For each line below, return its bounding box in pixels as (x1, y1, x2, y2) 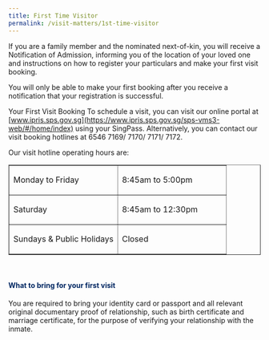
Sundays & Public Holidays (13, 233, 114, 245)
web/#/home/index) (8, 123, 74, 133)
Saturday (13, 204, 48, 215)
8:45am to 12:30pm (121, 204, 199, 215)
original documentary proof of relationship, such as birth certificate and (8, 306, 244, 317)
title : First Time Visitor (8, 11, 98, 20)
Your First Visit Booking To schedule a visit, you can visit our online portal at (8, 106, 259, 116)
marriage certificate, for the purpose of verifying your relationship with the (8, 315, 254, 325)
